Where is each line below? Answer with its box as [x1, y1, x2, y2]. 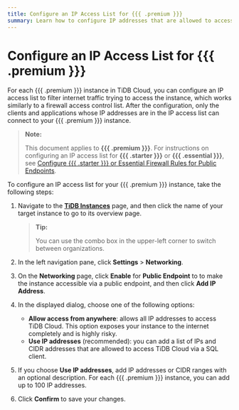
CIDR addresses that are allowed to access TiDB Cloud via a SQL [28, 345, 219, 353]
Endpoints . [24, 166, 57, 175]
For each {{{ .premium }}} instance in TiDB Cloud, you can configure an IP [7, 86, 224, 95]
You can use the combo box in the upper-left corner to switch [35, 237, 216, 245]
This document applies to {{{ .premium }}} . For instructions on [24, 144, 209, 153]
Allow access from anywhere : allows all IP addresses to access [28, 314, 217, 323]
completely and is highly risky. [28, 330, 117, 338]
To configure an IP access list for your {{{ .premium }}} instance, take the [7, 180, 222, 189]
